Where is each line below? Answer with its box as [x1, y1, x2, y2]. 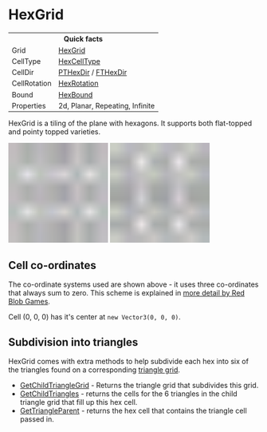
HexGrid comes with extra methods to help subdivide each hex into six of [8, 357, 249, 367]
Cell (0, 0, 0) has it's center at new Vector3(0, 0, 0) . [8, 312, 181, 322]
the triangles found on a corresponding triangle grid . [8, 365, 181, 375]
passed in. [19, 414, 54, 424]
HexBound [58, 89, 93, 99]
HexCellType [58, 56, 101, 65]
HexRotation [58, 78, 99, 89]
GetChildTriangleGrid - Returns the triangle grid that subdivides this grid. [19, 381, 259, 390]
